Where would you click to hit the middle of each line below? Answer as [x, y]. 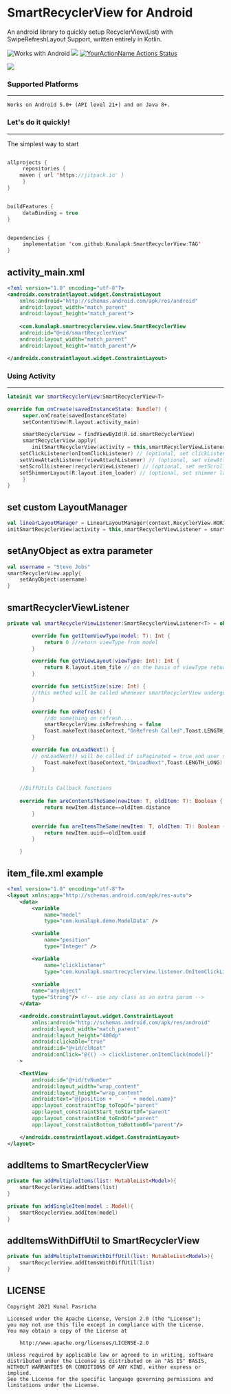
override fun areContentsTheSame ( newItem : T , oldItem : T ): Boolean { [121, 801]
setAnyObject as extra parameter [80, 551]
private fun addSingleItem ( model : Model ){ [70, 1206]
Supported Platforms [43, 84]
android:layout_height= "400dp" [77, 1035]
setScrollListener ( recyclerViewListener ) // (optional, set [107, 466]
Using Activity [32, 376]
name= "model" [62, 915]
